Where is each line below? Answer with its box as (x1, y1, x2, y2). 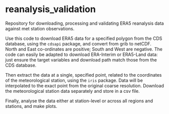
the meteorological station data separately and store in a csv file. (5, 88, 140, 94)
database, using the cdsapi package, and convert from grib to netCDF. (5, 40, 152, 46)
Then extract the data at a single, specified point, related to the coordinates (5, 72, 162, 78)
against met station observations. (5, 25, 75, 31)
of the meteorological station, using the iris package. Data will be (5, 77, 143, 83)
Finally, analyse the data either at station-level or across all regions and (5, 97, 153, 104)
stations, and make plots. (5, 103, 58, 109)
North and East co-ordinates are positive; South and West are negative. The (5, 46, 163, 52)
